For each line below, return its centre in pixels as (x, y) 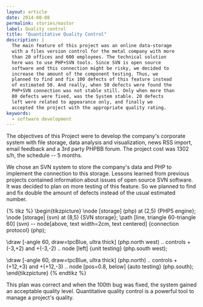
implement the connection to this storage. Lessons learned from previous (98, 174)
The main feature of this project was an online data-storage (92, 46)
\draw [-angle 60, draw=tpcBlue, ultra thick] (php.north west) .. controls (96, 242)
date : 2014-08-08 (28, 18)
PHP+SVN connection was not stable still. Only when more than (93, 91)
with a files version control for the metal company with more (93, 51)
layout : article (27, 12)
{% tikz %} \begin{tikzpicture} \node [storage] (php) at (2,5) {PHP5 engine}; (101, 211)
